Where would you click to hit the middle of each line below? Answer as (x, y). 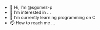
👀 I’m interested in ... (30, 12)
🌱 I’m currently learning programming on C (53, 17)
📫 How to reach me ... (32, 23)
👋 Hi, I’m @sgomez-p (31, 7)
